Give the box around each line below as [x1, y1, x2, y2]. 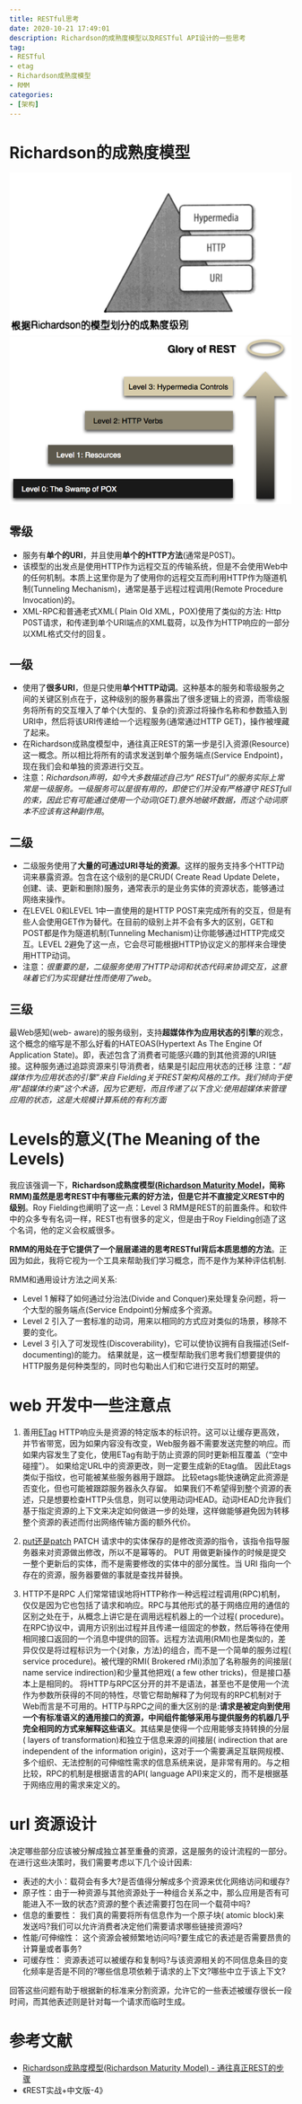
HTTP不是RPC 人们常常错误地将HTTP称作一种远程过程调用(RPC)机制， [22, 1588, 285, 1599]
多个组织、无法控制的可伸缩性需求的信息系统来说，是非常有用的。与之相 [22, 1756, 289, 1767]
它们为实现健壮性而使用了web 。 [38, 973, 157, 984]
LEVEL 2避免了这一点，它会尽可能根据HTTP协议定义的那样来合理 [38, 939, 280, 950]
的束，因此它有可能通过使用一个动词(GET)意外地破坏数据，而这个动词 [22, 795, 280, 806]
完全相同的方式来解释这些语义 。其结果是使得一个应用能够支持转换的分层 [22, 1723, 289, 1734]
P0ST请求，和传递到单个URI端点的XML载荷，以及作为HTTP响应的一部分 [22, 616, 290, 628]
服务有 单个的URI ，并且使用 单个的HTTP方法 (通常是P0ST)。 [22, 549, 240, 561]
